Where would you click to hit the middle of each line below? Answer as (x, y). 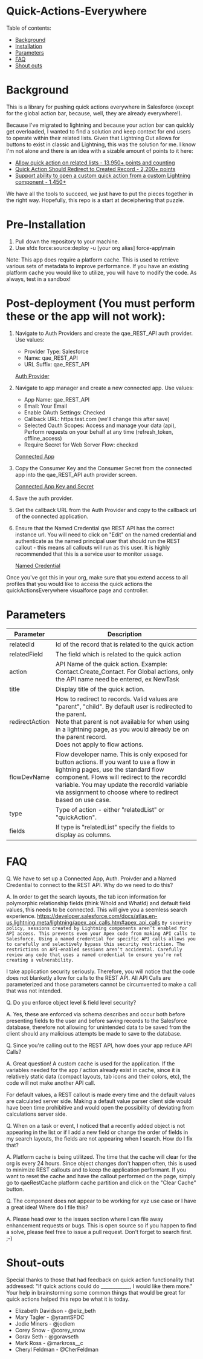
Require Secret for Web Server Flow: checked (81, 445)
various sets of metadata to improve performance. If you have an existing (98, 266)
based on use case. (83, 800)
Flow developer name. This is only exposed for (122, 754)
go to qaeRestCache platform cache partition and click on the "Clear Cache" (101, 1182)
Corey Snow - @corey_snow (50, 1330)
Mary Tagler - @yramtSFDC (50, 1317)
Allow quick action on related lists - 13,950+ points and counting (95, 163)
